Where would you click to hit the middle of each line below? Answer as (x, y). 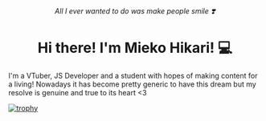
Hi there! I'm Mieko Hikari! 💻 (135, 48)
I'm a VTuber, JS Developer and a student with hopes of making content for (133, 75)
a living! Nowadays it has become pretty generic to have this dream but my (133, 84)
